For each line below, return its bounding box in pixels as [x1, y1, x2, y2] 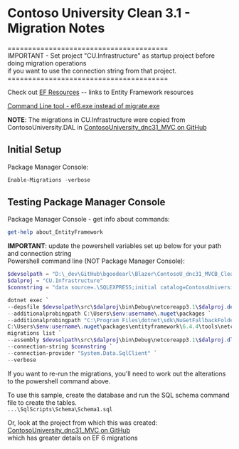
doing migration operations [7, 58, 87, 67]
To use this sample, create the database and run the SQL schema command [7, 391, 230, 399]
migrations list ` [7, 330, 62, 337]
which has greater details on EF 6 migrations [7, 433, 138, 442]
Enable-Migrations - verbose [7, 176, 91, 183]
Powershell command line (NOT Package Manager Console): [7, 257, 185, 265]
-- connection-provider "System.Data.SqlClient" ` [7, 349, 158, 357]
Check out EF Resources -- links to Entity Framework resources [7, 88, 194, 96]
